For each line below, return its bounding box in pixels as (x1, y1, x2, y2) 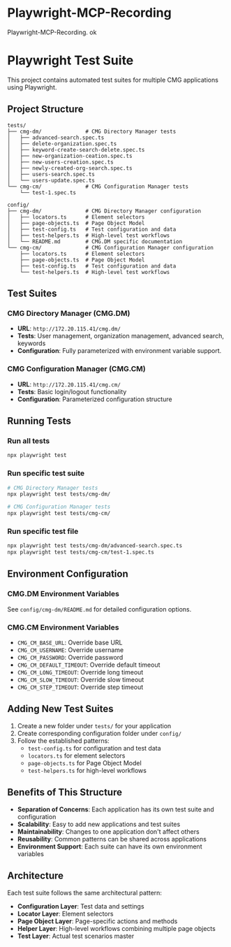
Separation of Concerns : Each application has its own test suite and (17, 805, 214, 814)
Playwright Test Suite (7, 52, 134, 68)
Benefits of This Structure (7, 786, 122, 798)
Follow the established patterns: (17, 736, 110, 745)
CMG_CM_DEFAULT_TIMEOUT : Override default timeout (17, 660, 161, 669)
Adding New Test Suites (7, 703, 114, 715)
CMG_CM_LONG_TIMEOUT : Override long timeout (17, 668, 144, 677)
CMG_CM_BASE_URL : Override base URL (17, 638, 123, 647)
